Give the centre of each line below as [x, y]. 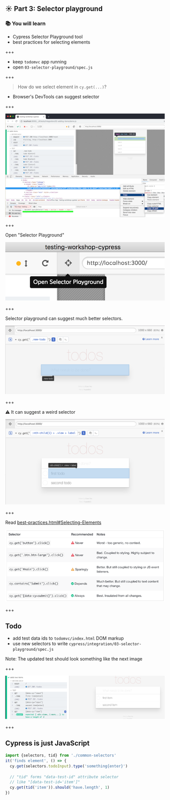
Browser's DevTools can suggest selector [56, 96]
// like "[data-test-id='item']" [45, 782]
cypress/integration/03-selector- [105, 644]
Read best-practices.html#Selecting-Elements [53, 522]
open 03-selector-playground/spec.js [52, 67]
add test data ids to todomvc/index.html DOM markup [68, 638]
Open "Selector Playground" [35, 235]
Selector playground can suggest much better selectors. [64, 318]
